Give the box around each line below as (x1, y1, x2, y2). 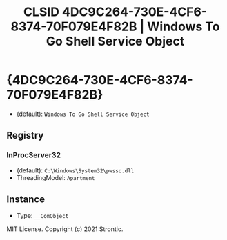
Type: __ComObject (16, 212, 69, 220)
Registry (6, 130, 44, 141)
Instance (6, 194, 46, 206)
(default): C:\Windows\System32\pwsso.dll (16, 166, 135, 174)
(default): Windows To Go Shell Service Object (16, 110, 150, 118)
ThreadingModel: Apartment (16, 173, 95, 181)
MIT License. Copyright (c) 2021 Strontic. (6, 225, 124, 233)
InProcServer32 (6, 150, 61, 160)
